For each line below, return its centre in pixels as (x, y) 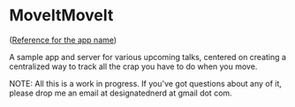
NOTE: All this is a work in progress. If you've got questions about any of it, (146, 83)
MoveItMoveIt (61, 15)
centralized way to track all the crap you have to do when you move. (133, 66)
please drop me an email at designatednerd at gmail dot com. (121, 93)
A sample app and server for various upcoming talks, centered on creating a (148, 57)
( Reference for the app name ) (63, 40)
